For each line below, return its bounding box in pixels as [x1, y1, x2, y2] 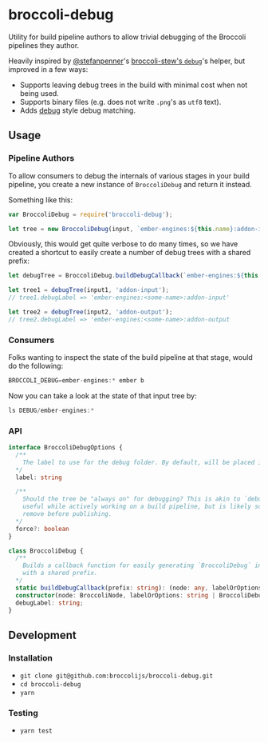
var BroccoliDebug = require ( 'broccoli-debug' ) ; [8, 210, 173, 218]
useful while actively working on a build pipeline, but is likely [22, 502, 251, 511]
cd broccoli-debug [19, 681, 81, 689]
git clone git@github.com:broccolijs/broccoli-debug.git [19, 672, 214, 681]
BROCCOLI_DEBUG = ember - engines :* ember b [8, 377, 145, 385]
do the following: [8, 362, 64, 371]
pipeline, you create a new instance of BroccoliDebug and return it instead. [8, 179, 253, 189]
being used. [19, 88, 60, 98]
